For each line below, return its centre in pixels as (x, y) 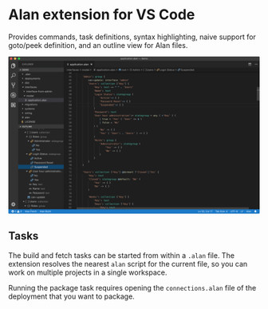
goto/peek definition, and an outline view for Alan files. (98, 45)
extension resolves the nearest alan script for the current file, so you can (128, 263)
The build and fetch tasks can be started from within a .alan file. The (122, 255)
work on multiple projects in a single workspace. (88, 272)
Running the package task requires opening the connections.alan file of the (132, 287)
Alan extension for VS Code (102, 15)
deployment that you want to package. (72, 296)
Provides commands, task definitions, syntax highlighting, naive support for (132, 37)
